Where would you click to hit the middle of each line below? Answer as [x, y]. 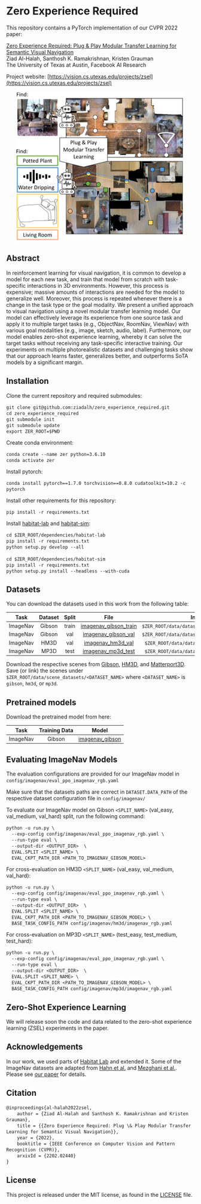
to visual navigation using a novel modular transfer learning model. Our [94, 311]
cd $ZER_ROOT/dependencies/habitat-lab [56, 535]
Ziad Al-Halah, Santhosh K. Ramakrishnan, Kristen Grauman [80, 58]
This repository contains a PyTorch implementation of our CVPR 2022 [92, 28]
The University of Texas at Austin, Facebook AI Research [76, 65]
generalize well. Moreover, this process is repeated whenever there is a [94, 298]
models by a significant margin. [45, 362]
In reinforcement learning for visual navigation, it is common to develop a [96, 273]
